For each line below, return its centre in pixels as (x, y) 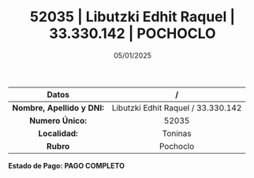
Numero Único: (58, 121)
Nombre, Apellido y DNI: (58, 108)
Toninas (177, 133)
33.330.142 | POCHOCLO (133, 33)
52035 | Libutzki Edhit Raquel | (133, 17)
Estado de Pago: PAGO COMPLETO (66, 165)
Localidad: (58, 133)
